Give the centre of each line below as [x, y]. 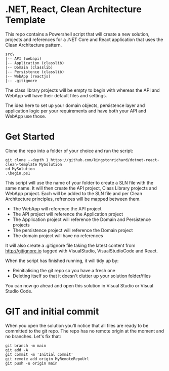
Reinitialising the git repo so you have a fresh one [64, 270]
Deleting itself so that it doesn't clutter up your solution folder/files [81, 276]
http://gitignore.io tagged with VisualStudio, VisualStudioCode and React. [82, 251]
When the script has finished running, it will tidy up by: [62, 261]
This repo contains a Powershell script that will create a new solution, [77, 34]
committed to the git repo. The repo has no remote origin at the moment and [85, 331]
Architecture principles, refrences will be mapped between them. [73, 199]
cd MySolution [20, 169]
